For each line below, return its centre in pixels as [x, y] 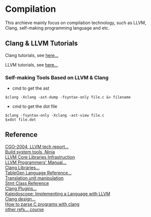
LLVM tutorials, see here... [31, 64]
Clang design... [20, 199]
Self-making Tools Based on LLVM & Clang [57, 77]
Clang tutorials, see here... [32, 55]
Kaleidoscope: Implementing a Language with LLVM [58, 193]
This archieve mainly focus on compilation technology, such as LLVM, [76, 23]
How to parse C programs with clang [42, 204]
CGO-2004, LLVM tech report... [37, 147]
